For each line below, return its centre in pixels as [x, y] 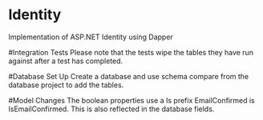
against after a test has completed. [66, 61]
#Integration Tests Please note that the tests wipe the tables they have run [131, 52]
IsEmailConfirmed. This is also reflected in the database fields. [111, 109]
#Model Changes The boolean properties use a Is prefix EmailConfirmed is [131, 100]
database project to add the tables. [66, 85]
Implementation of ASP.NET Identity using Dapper [91, 37]
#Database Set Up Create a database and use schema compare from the [129, 76]
